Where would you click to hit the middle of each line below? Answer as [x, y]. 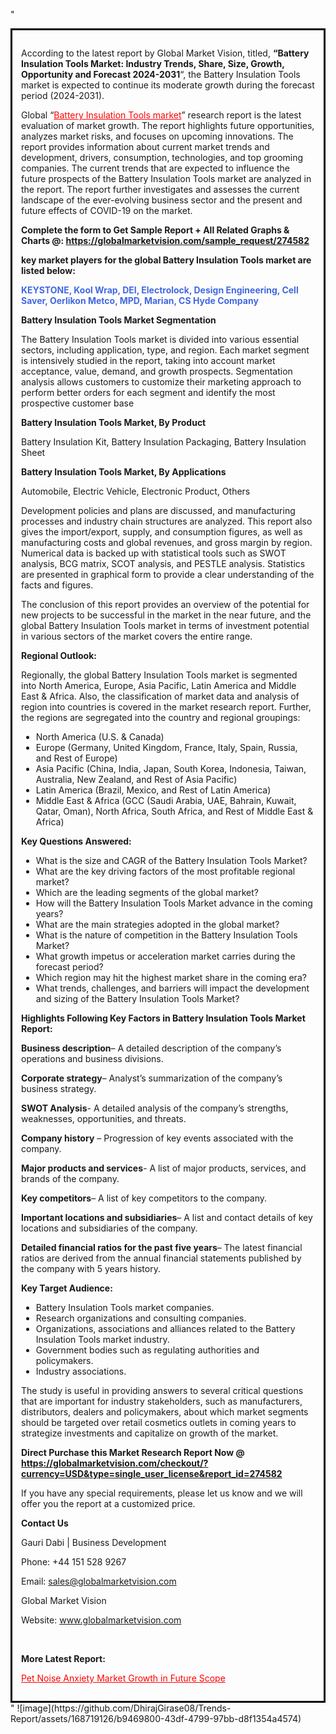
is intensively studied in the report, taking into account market [148, 360]
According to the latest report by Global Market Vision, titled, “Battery [165, 53]
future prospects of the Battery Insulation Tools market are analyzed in [166, 178]
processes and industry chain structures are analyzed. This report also [167, 521]
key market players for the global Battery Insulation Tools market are [166, 260]
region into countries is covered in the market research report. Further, [166, 707]
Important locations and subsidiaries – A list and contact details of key [167, 1217]
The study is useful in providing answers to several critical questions [162, 1390]
